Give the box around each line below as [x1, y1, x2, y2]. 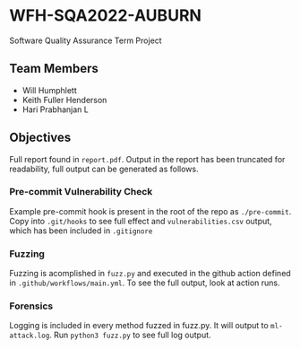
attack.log [9, 331, 50, 341]
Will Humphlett [21, 84, 78, 95]
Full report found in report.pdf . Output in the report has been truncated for [9, 153, 286, 164]
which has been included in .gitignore [9, 225, 153, 236]
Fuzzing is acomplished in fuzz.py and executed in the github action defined [9, 268, 291, 279]
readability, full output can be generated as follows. [9, 163, 199, 174]
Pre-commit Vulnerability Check [9, 186, 153, 198]
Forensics [9, 300, 54, 312]
